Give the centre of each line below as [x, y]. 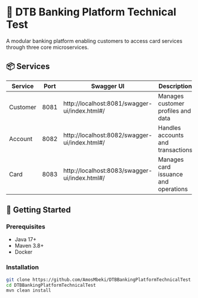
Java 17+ [25, 240]
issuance [171, 174]
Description [175, 86]
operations [173, 189]
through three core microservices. [48, 47]
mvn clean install [29, 291]
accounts [171, 135]
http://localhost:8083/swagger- [108, 171]
